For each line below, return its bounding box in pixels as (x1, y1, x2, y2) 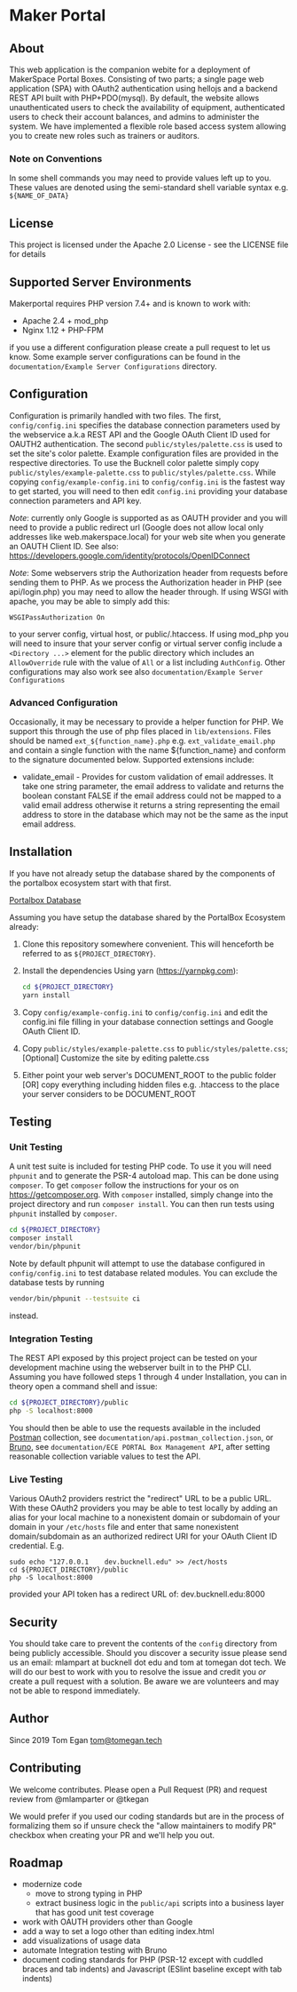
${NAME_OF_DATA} (9, 192, 69, 201)
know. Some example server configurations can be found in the (9, 351, 241, 362)
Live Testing (9, 1473, 64, 1485)
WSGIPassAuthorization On (9, 612, 105, 622)
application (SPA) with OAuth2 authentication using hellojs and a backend (9, 84, 277, 93)
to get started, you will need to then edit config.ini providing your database (9, 485, 288, 496)
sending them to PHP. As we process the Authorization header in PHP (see (9, 577, 282, 588)
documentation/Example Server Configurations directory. (9, 361, 217, 372)
